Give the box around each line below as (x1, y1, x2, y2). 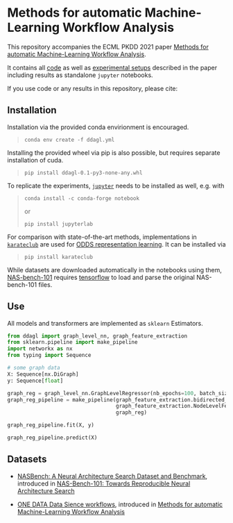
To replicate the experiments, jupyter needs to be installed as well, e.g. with (7, 181, 225, 190)
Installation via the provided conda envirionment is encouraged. (7, 123, 189, 131)
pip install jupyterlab (24, 220, 94, 227)
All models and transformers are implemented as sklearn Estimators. (7, 319, 203, 327)
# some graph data (7, 365, 60, 372)
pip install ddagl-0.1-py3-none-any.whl (24, 169, 143, 176)
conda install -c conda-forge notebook (24, 194, 140, 202)
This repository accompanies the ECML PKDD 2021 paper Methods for (7, 42, 209, 51)
